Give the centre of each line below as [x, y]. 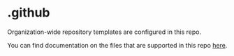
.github [29, 13]
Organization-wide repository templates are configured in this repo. [104, 32]
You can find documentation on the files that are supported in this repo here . [117, 45]
